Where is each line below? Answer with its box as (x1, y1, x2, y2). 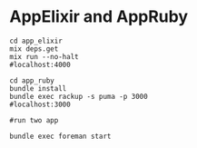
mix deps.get (9, 44, 59, 54)
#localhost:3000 (9, 100, 71, 109)
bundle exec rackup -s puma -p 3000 (9, 92, 148, 101)
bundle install (9, 84, 67, 93)
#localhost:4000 (9, 60, 71, 69)
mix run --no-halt (9, 52, 79, 61)
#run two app (9, 115, 59, 124)
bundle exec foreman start (9, 132, 112, 141)
